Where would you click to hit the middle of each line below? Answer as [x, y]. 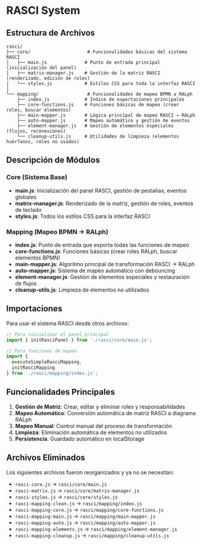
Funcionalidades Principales [61, 392]
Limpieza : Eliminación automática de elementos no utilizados [91, 432]
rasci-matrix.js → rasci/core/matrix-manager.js [77, 490]
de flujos [26, 283]
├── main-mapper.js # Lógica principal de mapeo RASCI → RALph [106, 115]
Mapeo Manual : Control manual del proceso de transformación [93, 425]
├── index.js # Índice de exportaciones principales [101, 100]
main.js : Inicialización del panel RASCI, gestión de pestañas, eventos [101, 190]
